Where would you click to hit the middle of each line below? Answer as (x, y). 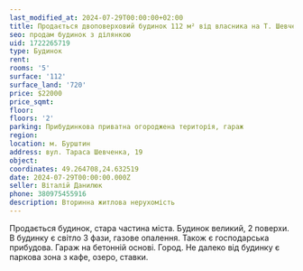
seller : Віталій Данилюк (56, 186)
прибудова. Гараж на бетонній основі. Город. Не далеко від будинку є (145, 247)
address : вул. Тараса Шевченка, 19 (76, 152)
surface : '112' (38, 77)
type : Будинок (36, 51)
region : (24, 135)
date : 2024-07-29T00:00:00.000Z (70, 177)
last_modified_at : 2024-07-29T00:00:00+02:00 (96, 18)
